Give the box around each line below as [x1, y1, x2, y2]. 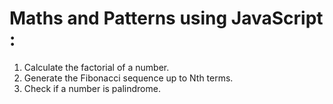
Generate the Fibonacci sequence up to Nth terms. [23, 72, 234, 84]
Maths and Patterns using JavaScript [9, 7, 324, 30]
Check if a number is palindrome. [23, 82, 161, 94]
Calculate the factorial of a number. [23, 61, 170, 73]
